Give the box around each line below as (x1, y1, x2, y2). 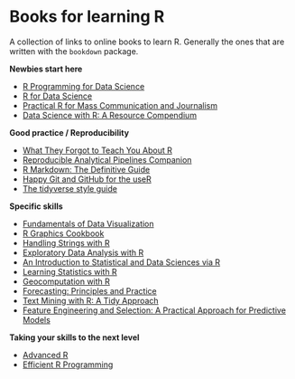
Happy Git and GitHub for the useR (22, 174, 152, 185)
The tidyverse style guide (22, 183, 117, 194)
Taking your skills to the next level (9, 332, 140, 343)
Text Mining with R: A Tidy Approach (22, 295, 160, 306)
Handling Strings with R (22, 237, 110, 248)
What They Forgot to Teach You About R (22, 145, 173, 156)
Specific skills (9, 201, 63, 212)
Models (22, 314, 51, 325)
